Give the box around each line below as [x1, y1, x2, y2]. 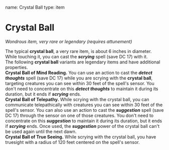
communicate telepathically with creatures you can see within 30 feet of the [5, 102, 163, 108]
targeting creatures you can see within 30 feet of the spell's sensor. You [5, 80, 155, 86]
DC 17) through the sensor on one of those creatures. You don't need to [5, 112, 154, 118]
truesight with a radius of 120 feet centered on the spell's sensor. [5, 139, 140, 145]
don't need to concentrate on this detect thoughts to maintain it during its [5, 86, 158, 92]
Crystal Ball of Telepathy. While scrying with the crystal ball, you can [5, 96, 149, 102]
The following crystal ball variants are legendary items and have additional [5, 59, 160, 65]
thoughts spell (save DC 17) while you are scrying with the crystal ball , [5, 75, 153, 81]
